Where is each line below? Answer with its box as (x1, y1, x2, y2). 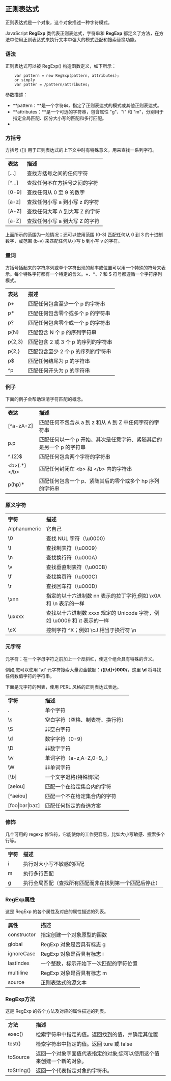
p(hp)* (8, 481, 24, 488)
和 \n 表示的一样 (46, 600, 85, 607)
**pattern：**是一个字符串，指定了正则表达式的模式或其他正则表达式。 (12, 102, 162, 108)
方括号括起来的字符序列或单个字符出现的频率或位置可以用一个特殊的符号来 (5, 264, 161, 271)
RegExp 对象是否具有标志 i (40, 951, 104, 958)
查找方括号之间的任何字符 (26, 170, 88, 177)
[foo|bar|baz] (8, 802, 40, 809)
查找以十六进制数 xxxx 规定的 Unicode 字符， (46, 610, 154, 617)
